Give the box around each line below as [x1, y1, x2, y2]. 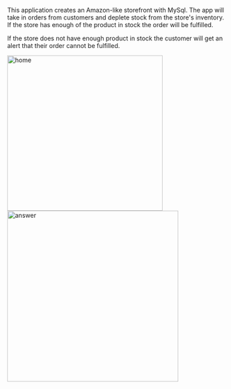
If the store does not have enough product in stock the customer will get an [7, 34, 223, 42]
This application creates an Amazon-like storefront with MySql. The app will [7, 6, 225, 14]
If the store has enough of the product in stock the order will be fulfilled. [7, 21, 214, 29]
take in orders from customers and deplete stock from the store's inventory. [7, 13, 225, 22]
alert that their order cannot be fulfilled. [7, 42, 120, 49]
